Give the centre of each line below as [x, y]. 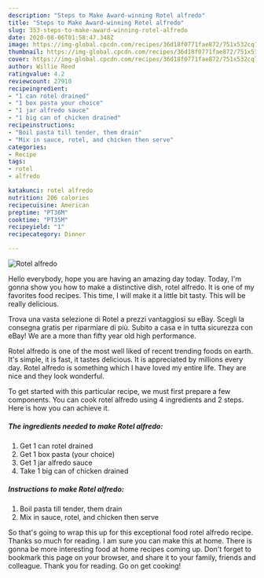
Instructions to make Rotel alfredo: [66, 489]
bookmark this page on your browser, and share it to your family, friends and [132, 557]
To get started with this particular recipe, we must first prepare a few [119, 391]
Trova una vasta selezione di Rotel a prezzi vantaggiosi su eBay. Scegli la [126, 319]
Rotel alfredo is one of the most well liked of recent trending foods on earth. [131, 351]
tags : [17, 162]
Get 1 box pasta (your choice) [67, 454]
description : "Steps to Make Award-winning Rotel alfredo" [107, 15]
